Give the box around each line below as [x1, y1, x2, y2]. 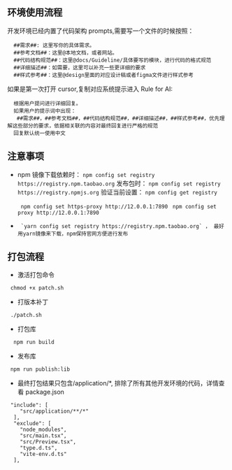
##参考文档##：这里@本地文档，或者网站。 [13, 49, 118, 56]
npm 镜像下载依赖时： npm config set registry [17, 170, 155, 178]
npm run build [13, 339, 55, 346]
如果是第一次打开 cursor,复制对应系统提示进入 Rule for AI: [7, 85, 173, 93]
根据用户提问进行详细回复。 [13, 100, 82, 107]
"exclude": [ [13, 420, 52, 427]
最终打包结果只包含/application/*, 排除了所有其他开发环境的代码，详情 [17, 379, 219, 387]
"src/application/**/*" [20, 408, 89, 415]
